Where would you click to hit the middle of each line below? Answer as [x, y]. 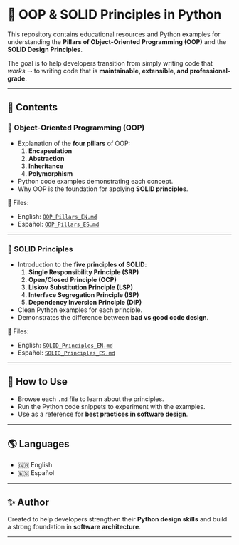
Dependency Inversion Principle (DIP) [85, 302]
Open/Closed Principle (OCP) [73, 279]
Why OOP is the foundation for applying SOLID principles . [103, 189]
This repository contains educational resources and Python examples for [114, 34]
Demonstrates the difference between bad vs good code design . [113, 317]
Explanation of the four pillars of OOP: [74, 143]
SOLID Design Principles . [45, 49]
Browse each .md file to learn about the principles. [91, 399]
